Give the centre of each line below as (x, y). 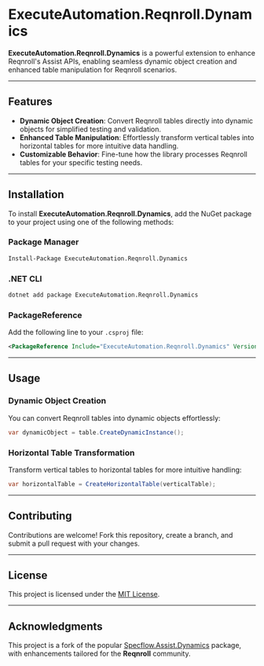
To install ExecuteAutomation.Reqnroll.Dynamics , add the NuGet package (130, 213)
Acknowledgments (56, 626)
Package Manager (44, 242)
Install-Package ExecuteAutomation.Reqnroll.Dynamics (98, 258)
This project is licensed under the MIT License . (84, 594)
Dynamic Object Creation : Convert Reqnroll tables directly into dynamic (136, 120)
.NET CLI (25, 278)
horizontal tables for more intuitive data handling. (99, 145)
